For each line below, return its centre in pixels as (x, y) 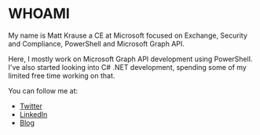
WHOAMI (39, 14)
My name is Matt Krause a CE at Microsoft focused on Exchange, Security (128, 35)
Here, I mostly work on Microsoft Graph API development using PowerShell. (130, 59)
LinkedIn (33, 114)
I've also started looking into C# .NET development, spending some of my (128, 67)
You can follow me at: (43, 90)
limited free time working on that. (62, 75)
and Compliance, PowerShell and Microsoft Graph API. (96, 43)
